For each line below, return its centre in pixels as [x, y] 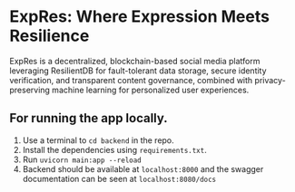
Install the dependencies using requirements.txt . [114, 149]
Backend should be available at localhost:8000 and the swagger [143, 168]
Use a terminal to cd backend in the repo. [98, 140]
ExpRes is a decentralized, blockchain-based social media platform [135, 61]
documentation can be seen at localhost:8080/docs [119, 178]
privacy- [270, 80]
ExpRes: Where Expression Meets [140, 17]
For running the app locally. [88, 118]
